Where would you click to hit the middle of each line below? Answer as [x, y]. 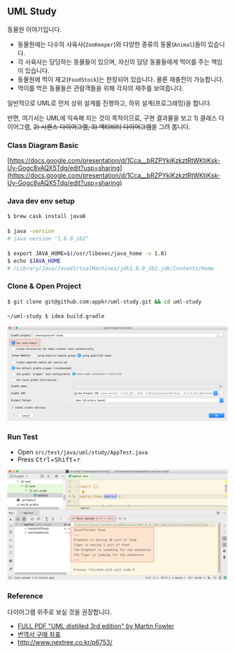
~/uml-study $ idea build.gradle [56, 316]
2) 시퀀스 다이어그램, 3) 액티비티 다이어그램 [92, 126]
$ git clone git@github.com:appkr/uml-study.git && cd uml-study [104, 302]
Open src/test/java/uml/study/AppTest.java [83, 452]
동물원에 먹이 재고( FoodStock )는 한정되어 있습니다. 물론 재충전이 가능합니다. [120, 79]
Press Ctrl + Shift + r [49, 459]
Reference [25, 596]
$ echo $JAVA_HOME [34, 261]
